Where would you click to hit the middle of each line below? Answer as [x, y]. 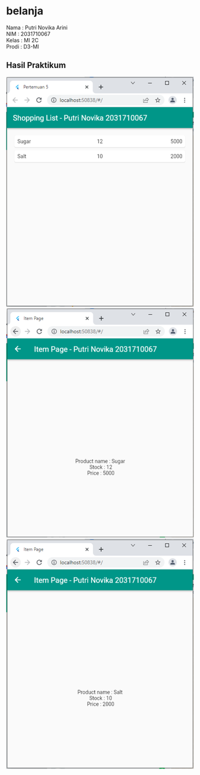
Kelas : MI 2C [22, 40]
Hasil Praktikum [36, 65]
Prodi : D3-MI [23, 47]
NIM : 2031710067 [28, 33]
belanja [25, 11]
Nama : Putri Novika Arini [37, 27]
